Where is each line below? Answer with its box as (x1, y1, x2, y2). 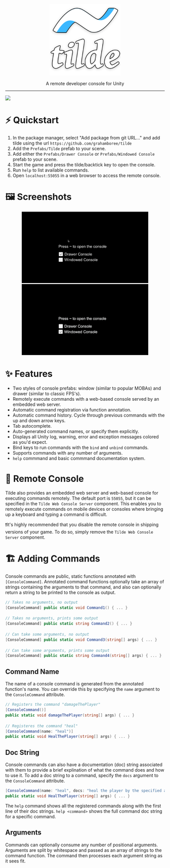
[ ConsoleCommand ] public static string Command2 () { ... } (5, 621, 133, 627)
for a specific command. (5, 813, 56, 819)
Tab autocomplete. (12, 423, 52, 429)
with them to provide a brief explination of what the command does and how (5, 767, 164, 773)
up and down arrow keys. (12, 418, 66, 424)
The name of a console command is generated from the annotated (5, 681, 144, 687)
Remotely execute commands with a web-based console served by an (12, 396, 159, 402)
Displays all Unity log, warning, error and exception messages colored (12, 433, 159, 440)
